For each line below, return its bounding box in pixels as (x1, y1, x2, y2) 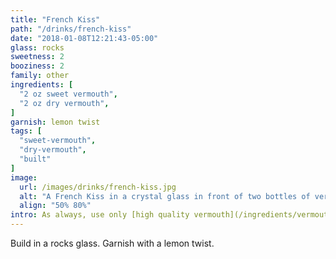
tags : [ (10, 126, 43, 136)
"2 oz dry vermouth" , (19, 98, 110, 108)
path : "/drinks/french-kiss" (10, 24, 132, 34)
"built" (19, 154, 52, 164)
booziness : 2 (10, 61, 65, 71)
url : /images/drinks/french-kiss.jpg (19, 182, 177, 192)
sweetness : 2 (10, 52, 65, 62)
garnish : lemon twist (10, 117, 101, 127)
